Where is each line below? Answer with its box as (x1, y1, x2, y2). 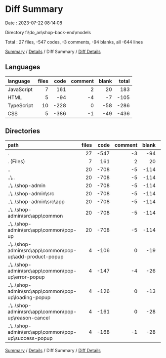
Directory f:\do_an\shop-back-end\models (5, 29, 91, 35)
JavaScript (7, 86, 33, 92)
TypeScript (7, 102, 33, 109)
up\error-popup (7, 273, 45, 280)
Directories (5, 127, 41, 135)
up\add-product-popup (7, 253, 64, 260)
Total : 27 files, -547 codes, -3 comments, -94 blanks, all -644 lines (5, 39, 143, 45)
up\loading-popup (7, 294, 51, 301)
